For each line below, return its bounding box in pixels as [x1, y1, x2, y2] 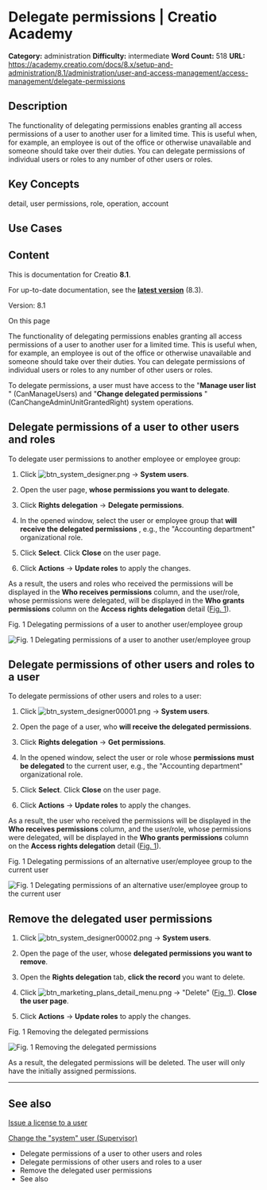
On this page [8, 316, 50, 325]
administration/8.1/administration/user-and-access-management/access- [8, 68, 249, 77]
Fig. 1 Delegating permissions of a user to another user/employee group [8, 619, 243, 629]
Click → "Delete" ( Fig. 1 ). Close [19, 988, 257, 998]
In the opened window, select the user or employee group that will [19, 515, 237, 525]
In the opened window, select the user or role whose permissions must [19, 753, 254, 762]
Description [8, 99, 68, 113]
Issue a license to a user [8, 1118, 88, 1128]
